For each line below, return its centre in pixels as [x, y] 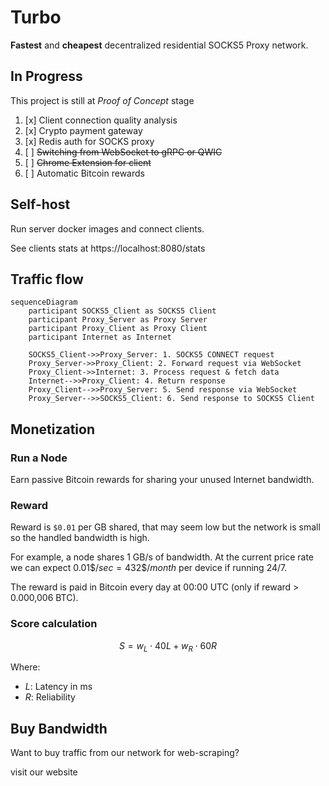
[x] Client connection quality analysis [101, 120]
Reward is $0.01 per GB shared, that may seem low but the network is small [165, 527]
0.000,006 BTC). [44, 598]
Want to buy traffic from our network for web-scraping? [125, 753]
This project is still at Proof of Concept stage [102, 100]
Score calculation [54, 624]
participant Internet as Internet [100, 337]
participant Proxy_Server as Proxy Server [118, 320]
